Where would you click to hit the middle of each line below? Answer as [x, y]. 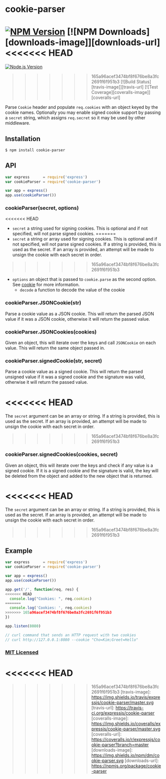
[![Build [128, 82]
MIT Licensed [22, 652]
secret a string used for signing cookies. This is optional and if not [80, 228]
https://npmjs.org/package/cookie [126, 766]
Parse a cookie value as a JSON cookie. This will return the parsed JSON [80, 314]
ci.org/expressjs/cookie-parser [123, 713]
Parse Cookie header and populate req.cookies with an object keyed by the [82, 107]
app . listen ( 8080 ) [23, 626]
